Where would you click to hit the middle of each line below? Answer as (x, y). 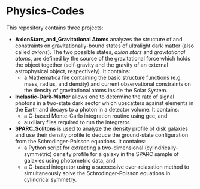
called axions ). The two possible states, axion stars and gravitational (100, 52)
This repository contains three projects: (55, 28)
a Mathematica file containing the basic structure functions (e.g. (103, 77)
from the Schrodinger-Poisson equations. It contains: (80, 141)
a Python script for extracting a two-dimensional (84, 148)
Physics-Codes (46, 11)
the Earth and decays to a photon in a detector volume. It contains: (97, 109)
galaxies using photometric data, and (69, 160)
